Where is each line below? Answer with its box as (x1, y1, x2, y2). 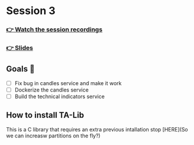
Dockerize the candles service (14, 86, 89, 93)
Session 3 (6, 4, 56, 18)
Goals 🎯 (6, 64, 35, 74)
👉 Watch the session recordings (6, 25, 103, 33)
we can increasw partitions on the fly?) (6, 132, 101, 139)
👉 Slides (6, 44, 34, 52)
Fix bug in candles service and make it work (14, 79, 122, 86)
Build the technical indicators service (14, 93, 105, 100)
